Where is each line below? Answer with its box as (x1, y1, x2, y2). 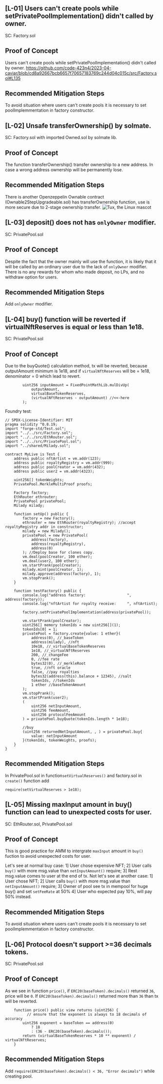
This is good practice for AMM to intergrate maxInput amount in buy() (5, 848, 144, 854)
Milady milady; (14, 503, 45, 508)
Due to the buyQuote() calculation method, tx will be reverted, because (5, 362, 147, 368)
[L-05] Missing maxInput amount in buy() (5, 801, 132, 809)
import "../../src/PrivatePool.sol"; (5, 439, 82, 444)
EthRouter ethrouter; (14, 494, 57, 500)
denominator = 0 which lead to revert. (5, 373, 81, 379)
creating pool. (5, 1073, 33, 1079)
